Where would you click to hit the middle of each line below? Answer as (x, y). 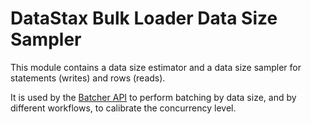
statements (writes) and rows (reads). (88, 78)
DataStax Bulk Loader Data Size (144, 18)
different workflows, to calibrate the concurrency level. (123, 108)
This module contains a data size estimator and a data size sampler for (156, 67)
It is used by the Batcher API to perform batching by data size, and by (153, 97)
